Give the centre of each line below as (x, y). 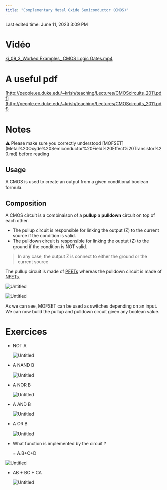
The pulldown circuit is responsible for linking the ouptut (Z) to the (81, 241)
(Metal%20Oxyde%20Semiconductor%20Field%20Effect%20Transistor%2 (83, 149)
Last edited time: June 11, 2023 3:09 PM (47, 24)
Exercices (26, 332)
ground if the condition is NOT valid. (50, 247)
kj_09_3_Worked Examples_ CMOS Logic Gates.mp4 (59, 58)
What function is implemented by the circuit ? (59, 443)
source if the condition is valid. (44, 236)
